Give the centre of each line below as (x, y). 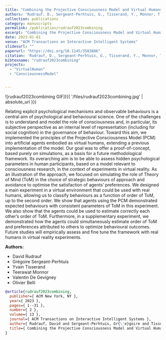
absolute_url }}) (21, 102)
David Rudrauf (27, 256)
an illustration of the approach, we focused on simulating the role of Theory (82, 174)
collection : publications (32, 19)
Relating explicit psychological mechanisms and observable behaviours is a (82, 111)
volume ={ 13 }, (25, 315)
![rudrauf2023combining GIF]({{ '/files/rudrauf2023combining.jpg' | (74, 96)
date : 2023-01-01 (23, 38)
